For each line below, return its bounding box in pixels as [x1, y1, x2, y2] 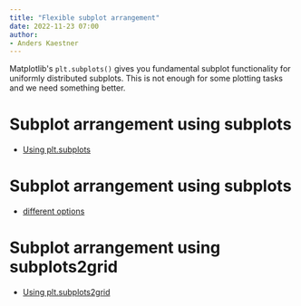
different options [22, 206, 85, 217]
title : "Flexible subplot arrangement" [9, 13, 160, 23]
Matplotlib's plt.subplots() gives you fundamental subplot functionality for [9, 63, 292, 74]
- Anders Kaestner [9, 38, 79, 48]
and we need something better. [9, 82, 126, 93]
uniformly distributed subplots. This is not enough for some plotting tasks [9, 73, 284, 84]
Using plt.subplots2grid [22, 287, 111, 298]
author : [9, 30, 39, 39]
